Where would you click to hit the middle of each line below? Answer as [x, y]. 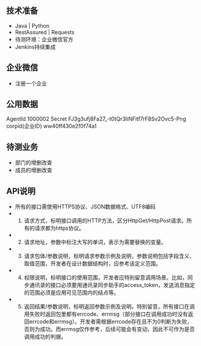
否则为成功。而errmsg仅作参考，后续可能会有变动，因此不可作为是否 [109, 329]
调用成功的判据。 [45, 337]
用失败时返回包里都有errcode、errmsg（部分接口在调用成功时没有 [106, 314]
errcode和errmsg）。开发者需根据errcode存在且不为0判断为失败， [111, 322]
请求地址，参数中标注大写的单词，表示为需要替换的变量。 [95, 242]
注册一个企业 [31, 83]
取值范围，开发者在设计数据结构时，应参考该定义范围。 [92, 263]
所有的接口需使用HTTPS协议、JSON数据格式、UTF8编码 [85, 207]
